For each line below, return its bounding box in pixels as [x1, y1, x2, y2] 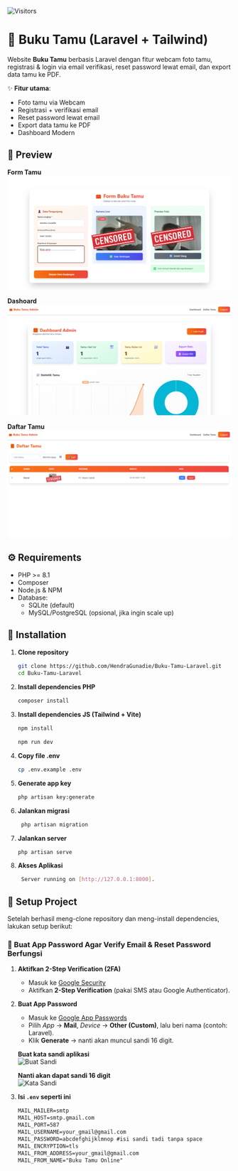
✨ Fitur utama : [7, 84, 51, 92]
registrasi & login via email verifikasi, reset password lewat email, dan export [7, 63, 231, 71]
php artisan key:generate [17, 793, 94, 801]
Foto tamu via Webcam [17, 98, 85, 107]
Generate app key [17, 779, 72, 787]
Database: [17, 593, 48, 602]
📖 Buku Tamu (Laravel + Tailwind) [7, 32, 208, 48]
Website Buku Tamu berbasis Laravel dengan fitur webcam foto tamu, [7, 55, 213, 63]
